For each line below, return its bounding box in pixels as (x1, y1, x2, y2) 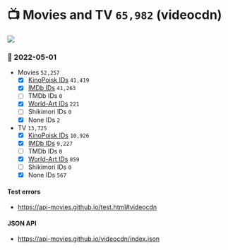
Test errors (7, 187, 41, 196)
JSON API (7, 219, 37, 227)
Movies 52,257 (17, 68, 60, 77)
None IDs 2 (28, 115, 61, 124)
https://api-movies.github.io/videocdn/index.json (17, 235, 160, 243)
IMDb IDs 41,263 (28, 84, 76, 92)
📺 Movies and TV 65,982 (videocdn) (7, 7, 222, 23)
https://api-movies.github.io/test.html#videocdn (17, 203, 157, 211)
